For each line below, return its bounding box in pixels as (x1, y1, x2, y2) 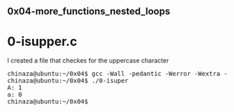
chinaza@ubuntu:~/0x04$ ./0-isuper (7, 77, 129, 85)
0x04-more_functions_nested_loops (7, 6, 171, 17)
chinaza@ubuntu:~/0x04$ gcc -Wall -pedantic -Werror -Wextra (7, 70, 221, 78)
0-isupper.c (7, 33, 78, 49)
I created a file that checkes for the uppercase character (7, 56, 169, 65)
